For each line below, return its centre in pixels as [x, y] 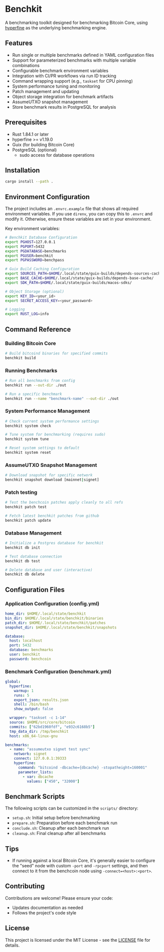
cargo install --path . [29, 182]
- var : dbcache [38, 777]
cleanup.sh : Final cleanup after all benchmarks [59, 834]
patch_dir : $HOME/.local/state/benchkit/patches [55, 623]
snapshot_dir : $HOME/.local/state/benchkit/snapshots [61, 627]
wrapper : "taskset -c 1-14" [38, 718]
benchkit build [20, 358]
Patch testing [21, 492]
